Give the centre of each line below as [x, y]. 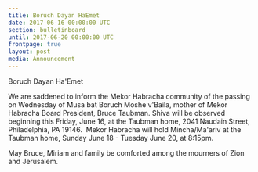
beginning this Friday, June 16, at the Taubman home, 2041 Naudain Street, [129, 121]
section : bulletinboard [47, 30]
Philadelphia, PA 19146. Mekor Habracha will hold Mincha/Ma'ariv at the [125, 129]
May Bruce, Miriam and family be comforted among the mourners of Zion [126, 152]
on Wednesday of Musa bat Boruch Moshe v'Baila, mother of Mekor [118, 104]
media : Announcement [42, 59]
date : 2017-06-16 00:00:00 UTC [59, 23]
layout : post [29, 52]
